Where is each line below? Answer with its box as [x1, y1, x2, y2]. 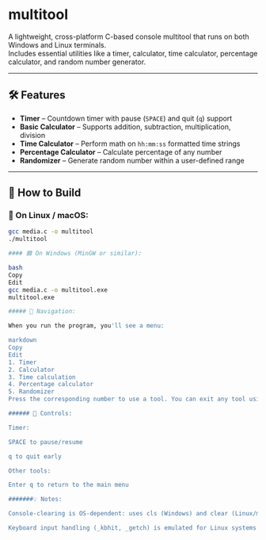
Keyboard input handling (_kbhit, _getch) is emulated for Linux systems [8, 524, 257, 532]
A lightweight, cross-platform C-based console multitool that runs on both [8, 32, 249, 41]
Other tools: [8, 466, 51, 475]
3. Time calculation [8, 373, 77, 381]
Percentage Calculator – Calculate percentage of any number [19, 147, 222, 156]
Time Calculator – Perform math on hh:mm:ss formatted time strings [19, 139, 241, 148]
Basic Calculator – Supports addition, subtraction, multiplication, [19, 121, 231, 132]
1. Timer [8, 358, 37, 366]
